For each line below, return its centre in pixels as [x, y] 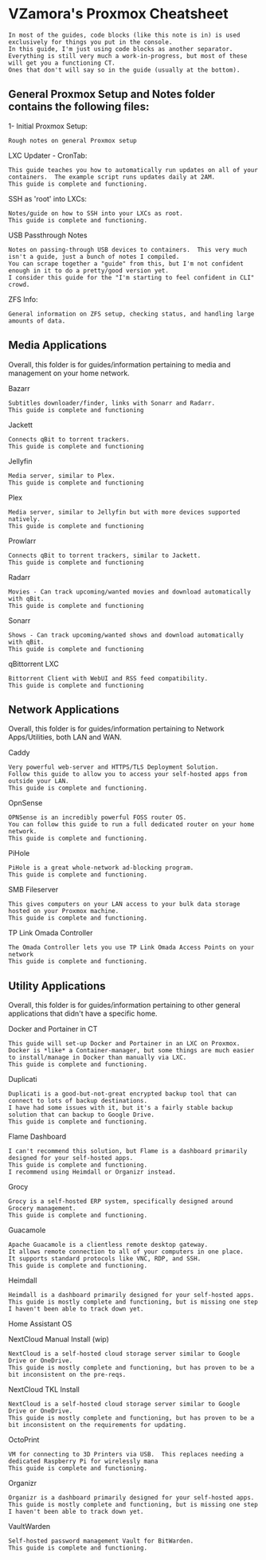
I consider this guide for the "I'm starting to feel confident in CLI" [131, 277]
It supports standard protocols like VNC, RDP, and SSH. [105, 1259]
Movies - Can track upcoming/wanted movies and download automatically [129, 592]
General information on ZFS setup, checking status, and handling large [131, 314]
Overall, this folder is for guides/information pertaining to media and [119, 364]
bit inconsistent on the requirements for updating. [98, 1425]
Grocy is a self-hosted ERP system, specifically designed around [121, 1201]
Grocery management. [43, 1209]
